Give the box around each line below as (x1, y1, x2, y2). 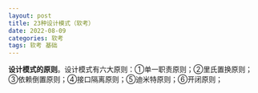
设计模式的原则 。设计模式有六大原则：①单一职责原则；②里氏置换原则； (8, 65, 252, 75)
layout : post (8, 11, 52, 20)
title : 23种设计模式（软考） (8, 19, 95, 27)
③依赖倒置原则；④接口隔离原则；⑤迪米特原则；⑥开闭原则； (8, 75, 223, 84)
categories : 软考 (8, 34, 64, 42)
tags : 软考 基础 (8, 42, 58, 50)
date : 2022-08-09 (8, 26, 67, 34)
